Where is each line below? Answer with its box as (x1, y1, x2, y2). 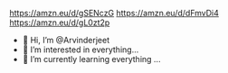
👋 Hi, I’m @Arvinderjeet (22, 35, 110, 45)
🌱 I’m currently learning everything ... (22, 54, 161, 64)
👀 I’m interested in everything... (22, 44, 139, 55)
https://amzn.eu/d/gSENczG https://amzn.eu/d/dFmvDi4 (9, 8, 220, 18)
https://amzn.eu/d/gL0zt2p (9, 17, 110, 28)
